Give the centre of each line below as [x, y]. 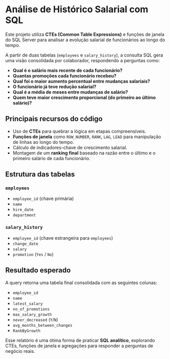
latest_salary [28, 304]
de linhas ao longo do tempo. [43, 142]
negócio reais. [20, 351]
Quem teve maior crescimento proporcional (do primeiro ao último [84, 97]
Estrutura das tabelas [40, 174]
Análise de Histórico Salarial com [77, 9]
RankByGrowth [27, 331]
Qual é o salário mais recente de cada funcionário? [67, 70]
